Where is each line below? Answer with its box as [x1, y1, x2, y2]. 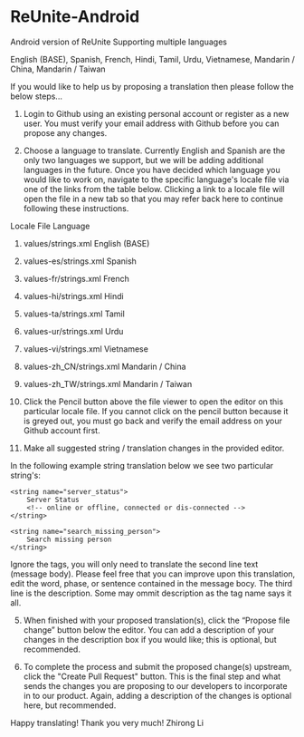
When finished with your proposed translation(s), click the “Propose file [23, 615, 290, 625]
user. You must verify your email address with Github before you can [23, 118, 280, 129]
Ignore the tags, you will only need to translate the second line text [10, 558, 259, 569]
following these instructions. [23, 202, 129, 214]
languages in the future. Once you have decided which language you [23, 164, 280, 175]
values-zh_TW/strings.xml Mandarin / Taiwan [23, 378, 193, 389]
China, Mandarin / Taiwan [10, 63, 107, 74]
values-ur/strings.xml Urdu [23, 325, 124, 336]
